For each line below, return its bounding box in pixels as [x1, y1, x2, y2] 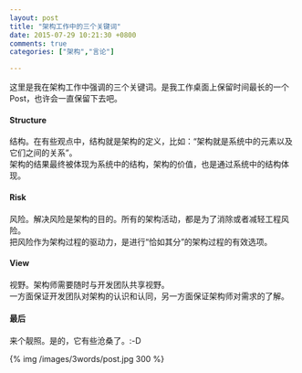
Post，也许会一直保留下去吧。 [9, 93, 123, 104]
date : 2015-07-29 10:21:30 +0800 [9, 30, 137, 39]
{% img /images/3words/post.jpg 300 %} [9, 353, 165, 364]
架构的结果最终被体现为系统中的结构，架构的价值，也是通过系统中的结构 [9, 159, 281, 170]
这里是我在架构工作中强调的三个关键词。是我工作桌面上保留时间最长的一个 [9, 81, 289, 92]
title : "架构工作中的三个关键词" [9, 22, 121, 31]
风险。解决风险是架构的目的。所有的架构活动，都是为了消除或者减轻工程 [9, 213, 281, 224]
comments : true [9, 38, 68, 48]
